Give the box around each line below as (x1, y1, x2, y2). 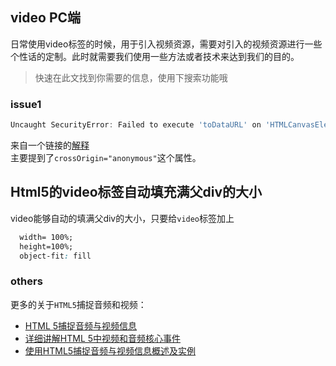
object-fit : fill (19, 251, 92, 261)
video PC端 (10, 9, 82, 27)
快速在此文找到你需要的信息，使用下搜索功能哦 (34, 71, 228, 83)
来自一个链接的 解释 (10, 139, 90, 151)
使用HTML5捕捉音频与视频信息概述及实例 (24, 344, 197, 357)
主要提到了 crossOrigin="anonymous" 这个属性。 (10, 151, 202, 163)
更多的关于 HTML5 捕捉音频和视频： (10, 298, 147, 310)
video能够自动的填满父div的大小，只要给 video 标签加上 (10, 212, 235, 224)
